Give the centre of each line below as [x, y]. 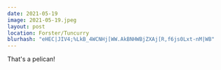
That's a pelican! [31, 59]
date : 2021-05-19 [33, 14]
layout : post [26, 26]
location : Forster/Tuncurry [48, 33]
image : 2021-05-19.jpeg [42, 20]
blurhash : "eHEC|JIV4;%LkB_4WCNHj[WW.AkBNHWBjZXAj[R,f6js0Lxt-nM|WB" [111, 40]
